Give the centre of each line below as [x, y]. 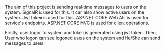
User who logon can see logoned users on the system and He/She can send [83, 38]
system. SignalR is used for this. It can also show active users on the [75, 12]
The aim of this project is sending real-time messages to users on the [76, 7]
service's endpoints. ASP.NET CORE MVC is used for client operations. [77, 23]
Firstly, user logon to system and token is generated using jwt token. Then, [81, 32]
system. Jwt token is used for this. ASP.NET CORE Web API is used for [77, 18]
